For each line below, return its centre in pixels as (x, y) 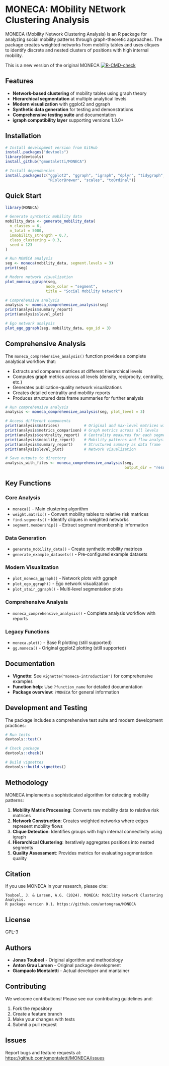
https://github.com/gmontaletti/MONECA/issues (55, 1058)
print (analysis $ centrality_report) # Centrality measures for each (78, 435)
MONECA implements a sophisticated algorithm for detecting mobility (77, 795)
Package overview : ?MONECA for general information (66, 692)
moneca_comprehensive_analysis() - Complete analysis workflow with (84, 613)
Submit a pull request (34, 1024)
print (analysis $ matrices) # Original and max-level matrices (82, 426)
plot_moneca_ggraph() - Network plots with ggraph (65, 578)
